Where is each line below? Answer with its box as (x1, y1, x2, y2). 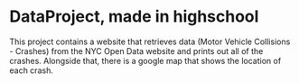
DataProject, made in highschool (9, 6, 259, 27)
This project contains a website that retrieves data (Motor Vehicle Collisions (9, 36, 291, 47)
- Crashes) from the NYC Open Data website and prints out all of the (9, 45, 264, 56)
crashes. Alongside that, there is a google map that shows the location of (9, 55, 282, 66)
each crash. (9, 65, 54, 76)
